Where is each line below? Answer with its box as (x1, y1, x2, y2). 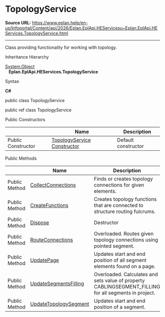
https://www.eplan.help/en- (31, 20, 88, 26)
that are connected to (94, 202, 144, 209)
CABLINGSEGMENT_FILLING (94, 283, 161, 290)
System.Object (5, 63, 35, 70)
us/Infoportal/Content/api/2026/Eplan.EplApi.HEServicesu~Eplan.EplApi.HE (5, 25, 158, 31)
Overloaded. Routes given (94, 230, 154, 237)
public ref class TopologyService (5, 107, 72, 113)
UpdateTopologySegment (30, 300, 89, 307)
